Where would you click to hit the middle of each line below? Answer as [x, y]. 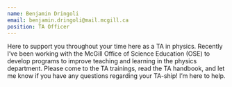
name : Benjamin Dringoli [43, 14]
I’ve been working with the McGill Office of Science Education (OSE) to [109, 54]
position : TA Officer [39, 26]
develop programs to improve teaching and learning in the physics [102, 61]
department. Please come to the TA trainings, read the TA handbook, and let [116, 69]
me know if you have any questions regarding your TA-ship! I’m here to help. [116, 76]
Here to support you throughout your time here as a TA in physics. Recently [115, 47]
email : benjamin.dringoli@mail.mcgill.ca [68, 20]
